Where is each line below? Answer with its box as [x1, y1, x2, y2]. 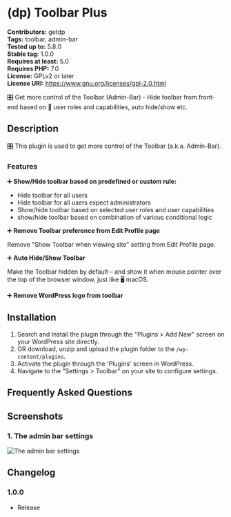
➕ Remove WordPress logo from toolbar [7, 292, 123, 300]
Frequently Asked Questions [7, 387, 133, 399]
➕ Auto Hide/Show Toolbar [7, 254, 86, 262]
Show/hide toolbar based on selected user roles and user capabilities [17, 206, 214, 214]
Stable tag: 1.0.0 [7, 50, 54, 58]
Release [17, 503, 40, 511]
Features [7, 161, 38, 171]
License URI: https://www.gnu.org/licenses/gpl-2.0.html [7, 79, 167, 87]
